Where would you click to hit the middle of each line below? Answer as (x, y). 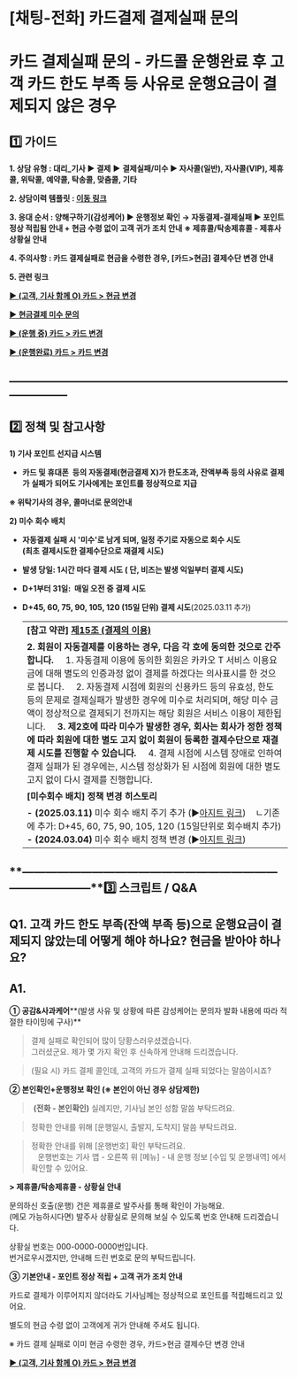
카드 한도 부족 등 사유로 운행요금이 (143, 84)
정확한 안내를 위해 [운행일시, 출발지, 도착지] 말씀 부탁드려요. (133, 1126)
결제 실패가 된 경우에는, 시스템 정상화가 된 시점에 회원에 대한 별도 (153, 767)
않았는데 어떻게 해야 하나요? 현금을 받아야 (150, 941)
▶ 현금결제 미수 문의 (44, 314)
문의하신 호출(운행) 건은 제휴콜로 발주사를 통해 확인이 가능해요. (117, 1205)
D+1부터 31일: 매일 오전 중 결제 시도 (84, 589)
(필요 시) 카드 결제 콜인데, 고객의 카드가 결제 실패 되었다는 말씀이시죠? (151, 1070)
